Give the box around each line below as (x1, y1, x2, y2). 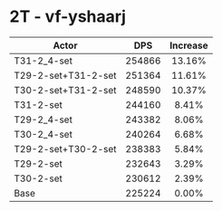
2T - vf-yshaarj (9, 6, 127, 27)
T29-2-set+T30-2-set (14, 142, 117, 155)
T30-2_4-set (14, 128, 72, 140)
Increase (169, 39, 208, 52)
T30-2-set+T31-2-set (14, 83, 117, 96)
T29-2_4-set (14, 113, 72, 126)
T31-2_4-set (14, 54, 72, 67)
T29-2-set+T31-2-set (14, 69, 117, 82)
